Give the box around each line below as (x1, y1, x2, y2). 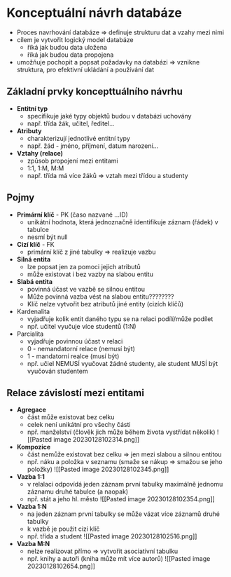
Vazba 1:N (16, 503, 47, 511)
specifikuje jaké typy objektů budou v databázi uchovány (27, 111, 192, 120)
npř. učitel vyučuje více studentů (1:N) (27, 322, 137, 330)
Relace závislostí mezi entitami (6, 387, 145, 399)
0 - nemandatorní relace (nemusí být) (27, 344, 136, 353)
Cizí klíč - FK (16, 240, 55, 248)
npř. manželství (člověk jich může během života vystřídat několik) (27, 428, 216, 436)
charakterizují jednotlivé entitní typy (27, 134, 130, 142)
